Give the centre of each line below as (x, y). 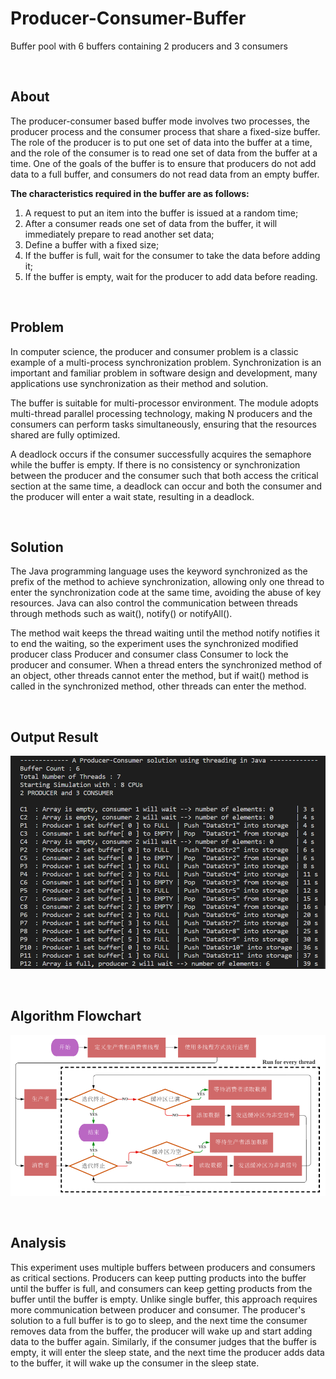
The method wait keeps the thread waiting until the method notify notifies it (165, 633)
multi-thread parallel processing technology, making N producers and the (161, 413)
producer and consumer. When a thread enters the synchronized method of (166, 665)
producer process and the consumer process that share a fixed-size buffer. (165, 131)
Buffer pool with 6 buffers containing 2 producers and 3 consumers (149, 46)
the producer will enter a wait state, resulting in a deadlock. (132, 496)
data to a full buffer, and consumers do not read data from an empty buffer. (165, 174)
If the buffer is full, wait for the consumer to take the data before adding (172, 255)
